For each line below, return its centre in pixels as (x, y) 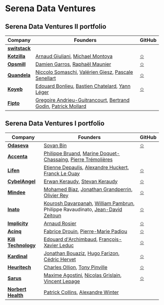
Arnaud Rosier (60, 223)
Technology (21, 245)
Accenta (18, 156)
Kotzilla (17, 56)
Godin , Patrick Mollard (61, 106)
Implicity (18, 223)
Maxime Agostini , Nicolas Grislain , (83, 275)
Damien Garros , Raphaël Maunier (73, 64)
